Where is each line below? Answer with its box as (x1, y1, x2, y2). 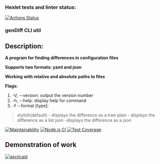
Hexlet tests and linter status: (5, 4, 76, 11)
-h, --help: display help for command (12, 98, 87, 103)
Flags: (5, 83, 18, 89)
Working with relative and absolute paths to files (5, 74, 106, 80)
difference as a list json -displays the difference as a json (17, 117, 132, 123)
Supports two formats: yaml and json (5, 65, 82, 70)
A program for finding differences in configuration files (5, 55, 119, 61)
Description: (5, 42, 44, 50)
